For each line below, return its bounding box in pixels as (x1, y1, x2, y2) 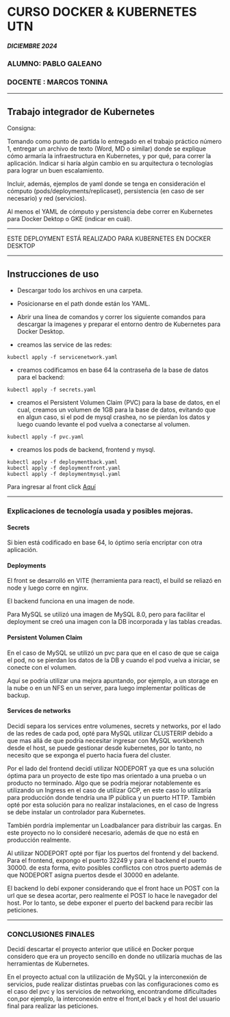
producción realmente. (7, 836, 71, 844)
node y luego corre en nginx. (7, 583, 89, 592)
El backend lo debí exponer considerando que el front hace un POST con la (7, 884, 220, 892)
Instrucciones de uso (7, 268, 99, 279)
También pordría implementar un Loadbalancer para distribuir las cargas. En (7, 821, 222, 829)
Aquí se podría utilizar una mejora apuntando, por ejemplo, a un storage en (7, 676, 218, 685)
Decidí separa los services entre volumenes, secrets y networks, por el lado (7, 722, 221, 730)
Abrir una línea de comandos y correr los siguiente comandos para (16, 313, 206, 321)
